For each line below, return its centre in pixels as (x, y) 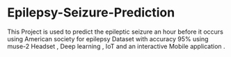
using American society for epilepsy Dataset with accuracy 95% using (108, 38)
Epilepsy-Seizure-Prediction (91, 13)
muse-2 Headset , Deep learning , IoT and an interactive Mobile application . (116, 46)
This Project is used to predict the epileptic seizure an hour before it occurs (115, 32)
